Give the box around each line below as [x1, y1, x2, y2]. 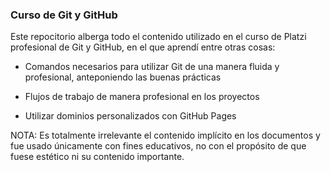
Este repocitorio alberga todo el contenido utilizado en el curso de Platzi [10, 31, 307, 43]
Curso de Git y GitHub [10, 8, 118, 22]
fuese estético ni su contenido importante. [10, 151, 185, 163]
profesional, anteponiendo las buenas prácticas [24, 71, 222, 83]
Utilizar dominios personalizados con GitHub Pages [24, 110, 237, 122]
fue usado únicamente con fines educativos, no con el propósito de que [10, 140, 307, 152]
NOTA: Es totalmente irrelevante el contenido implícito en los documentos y [10, 129, 321, 142]
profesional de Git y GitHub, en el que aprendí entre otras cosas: [10, 41, 276, 53]
